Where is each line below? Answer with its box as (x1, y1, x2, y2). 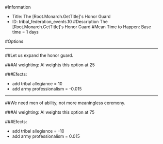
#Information (5, 4, 31, 10)
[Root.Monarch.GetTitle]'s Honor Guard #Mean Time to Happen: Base (12, 24, 151, 30)
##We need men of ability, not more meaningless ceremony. (5, 100, 126, 106)
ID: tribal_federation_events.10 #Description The (12, 19, 108, 24)
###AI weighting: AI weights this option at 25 (5, 62, 95, 68)
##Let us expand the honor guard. (5, 53, 74, 58)
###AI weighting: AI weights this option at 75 (5, 109, 95, 115)
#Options (5, 38, 24, 44)
